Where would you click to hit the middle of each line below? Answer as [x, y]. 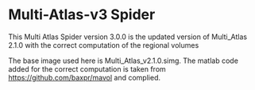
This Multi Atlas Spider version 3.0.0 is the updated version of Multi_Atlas [128, 37]
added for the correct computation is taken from [87, 68]
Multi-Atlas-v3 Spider [82, 15]
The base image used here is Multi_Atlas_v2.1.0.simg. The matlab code [123, 61]
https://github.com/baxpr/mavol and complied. [85, 77]
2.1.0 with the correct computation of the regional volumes [104, 45]
